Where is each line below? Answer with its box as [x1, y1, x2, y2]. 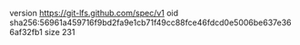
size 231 [44, 27, 75, 37]
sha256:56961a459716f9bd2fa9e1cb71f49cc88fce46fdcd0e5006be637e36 [9, 17, 293, 28]
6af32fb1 [9, 27, 43, 37]
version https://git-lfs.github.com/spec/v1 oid [9, 8, 179, 18]
